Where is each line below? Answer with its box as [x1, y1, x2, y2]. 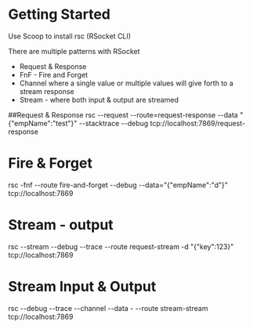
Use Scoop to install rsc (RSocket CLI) [8, 31, 132, 41]
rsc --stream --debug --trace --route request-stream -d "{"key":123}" [8, 241, 234, 251]
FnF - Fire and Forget [19, 70, 89, 79]
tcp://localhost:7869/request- [150, 118, 245, 128]
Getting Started [8, 5, 111, 23]
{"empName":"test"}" [8, 118, 78, 128]
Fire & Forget [8, 154, 92, 172]
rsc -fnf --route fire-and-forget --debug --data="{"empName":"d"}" [8, 180, 229, 190]
